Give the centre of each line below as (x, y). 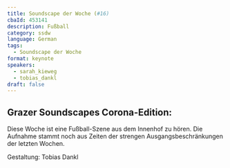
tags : (15, 46)
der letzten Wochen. (36, 144)
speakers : (21, 65)
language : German (32, 39)
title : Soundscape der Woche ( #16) (58, 13)
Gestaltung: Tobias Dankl (43, 157)
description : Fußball (38, 26)
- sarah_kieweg (35, 71)
